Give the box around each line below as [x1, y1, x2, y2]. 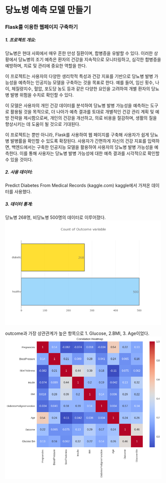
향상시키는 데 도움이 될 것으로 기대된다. [5, 121, 81, 127]
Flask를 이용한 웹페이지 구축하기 [5, 23, 78, 30]
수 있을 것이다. [5, 157, 33, 163]
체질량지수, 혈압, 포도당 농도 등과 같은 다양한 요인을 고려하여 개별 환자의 [11, 86, 150, 92]
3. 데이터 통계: [5, 201, 33, 207]
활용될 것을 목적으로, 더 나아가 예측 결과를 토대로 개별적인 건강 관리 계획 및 [10, 109, 155, 115]
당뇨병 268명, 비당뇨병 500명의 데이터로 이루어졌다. [5, 214, 106, 220]
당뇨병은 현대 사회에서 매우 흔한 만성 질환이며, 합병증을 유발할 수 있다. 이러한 [5, 50, 153, 56]
